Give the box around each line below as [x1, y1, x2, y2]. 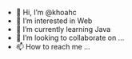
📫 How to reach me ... [15, 42, 90, 51]
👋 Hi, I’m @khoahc [15, 8, 78, 17]
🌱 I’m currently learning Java [15, 25, 111, 33]
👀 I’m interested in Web [15, 16, 93, 26]
